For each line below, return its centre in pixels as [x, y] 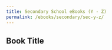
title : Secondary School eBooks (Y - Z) [57, 11]
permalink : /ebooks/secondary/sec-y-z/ [55, 17]
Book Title [25, 41]
